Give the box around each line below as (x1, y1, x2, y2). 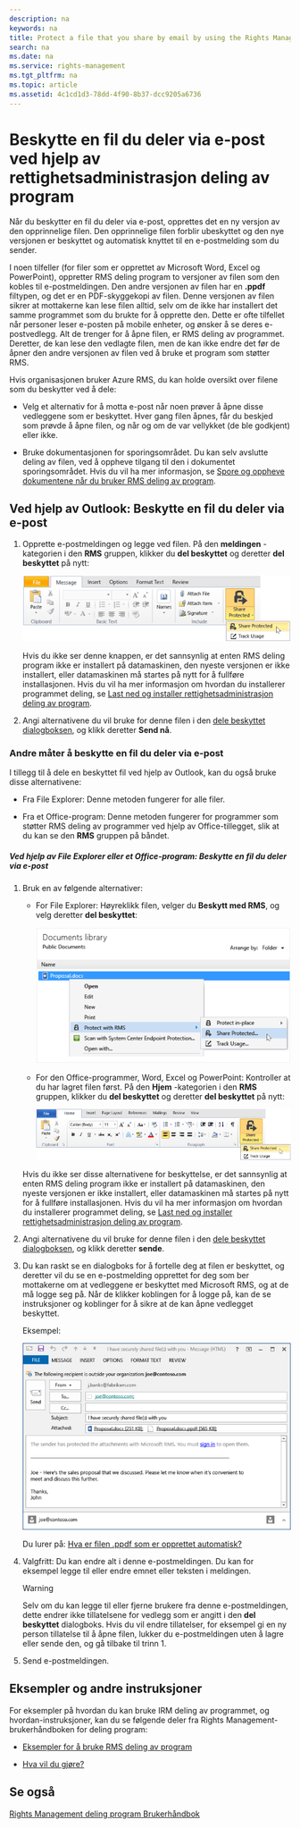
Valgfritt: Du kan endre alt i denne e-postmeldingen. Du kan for (21, 1555, 254, 1566)
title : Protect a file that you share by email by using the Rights (9, 33, 270, 42)
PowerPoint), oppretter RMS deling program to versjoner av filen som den (9, 271, 279, 282)
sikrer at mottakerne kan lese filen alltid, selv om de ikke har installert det (9, 299, 279, 310)
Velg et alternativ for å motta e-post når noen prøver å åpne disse (21, 400, 263, 411)
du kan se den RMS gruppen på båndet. (21, 830, 170, 841)
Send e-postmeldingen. (21, 1655, 110, 1666)
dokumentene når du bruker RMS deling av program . (21, 475, 216, 486)
